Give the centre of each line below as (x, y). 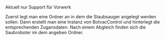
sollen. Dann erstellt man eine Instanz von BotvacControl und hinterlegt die (82, 22)
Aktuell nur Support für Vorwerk (38, 7)
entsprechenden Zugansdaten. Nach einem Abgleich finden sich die (75, 27)
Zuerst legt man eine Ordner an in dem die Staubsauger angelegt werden (81, 17)
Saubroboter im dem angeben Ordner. (44, 32)
